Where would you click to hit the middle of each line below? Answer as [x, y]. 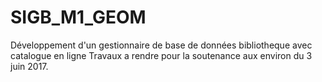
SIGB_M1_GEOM [78, 17]
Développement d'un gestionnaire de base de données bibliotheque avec [161, 45]
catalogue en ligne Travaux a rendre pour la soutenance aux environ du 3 [161, 55]
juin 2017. [29, 66]
